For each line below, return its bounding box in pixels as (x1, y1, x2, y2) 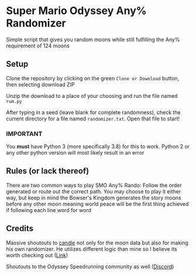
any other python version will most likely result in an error (6, 149, 145, 156)
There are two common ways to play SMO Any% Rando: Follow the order (6, 182, 183, 189)
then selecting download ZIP (6, 81, 75, 88)
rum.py (6, 98, 22, 104)
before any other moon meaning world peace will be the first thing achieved (6, 200, 189, 207)
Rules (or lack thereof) (6, 166, 90, 176)
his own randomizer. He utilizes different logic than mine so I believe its (6, 245, 177, 253)
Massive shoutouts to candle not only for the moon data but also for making (6, 239, 189, 246)
